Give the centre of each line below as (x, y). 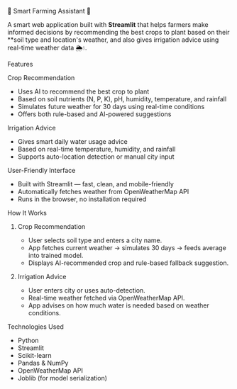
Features (20, 64)
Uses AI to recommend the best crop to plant (83, 91)
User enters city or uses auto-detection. (87, 290)
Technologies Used (35, 327)
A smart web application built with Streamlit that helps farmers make (108, 24)
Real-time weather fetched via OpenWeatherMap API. (106, 298)
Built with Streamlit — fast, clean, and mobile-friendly (95, 184)
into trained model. (56, 255)
